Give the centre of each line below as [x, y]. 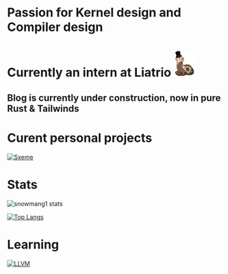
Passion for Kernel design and [94, 13]
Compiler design [55, 27]
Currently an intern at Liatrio [89, 73]
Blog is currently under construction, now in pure [114, 98]
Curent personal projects [80, 138]
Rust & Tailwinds [43, 109]
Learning [33, 245]
